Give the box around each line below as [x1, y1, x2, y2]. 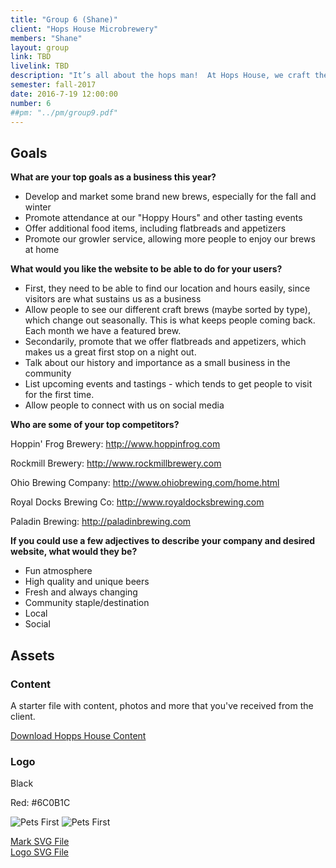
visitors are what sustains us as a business [24, 293, 202, 305]
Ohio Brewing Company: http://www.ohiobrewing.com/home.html [10, 477, 280, 489]
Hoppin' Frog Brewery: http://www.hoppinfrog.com [10, 438, 221, 450]
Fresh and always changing [24, 586, 138, 598]
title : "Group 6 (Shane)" [10, 14, 118, 25]
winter [24, 201, 52, 213]
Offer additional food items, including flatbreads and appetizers [24, 222, 287, 235]
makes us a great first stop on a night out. [24, 346, 197, 358]
